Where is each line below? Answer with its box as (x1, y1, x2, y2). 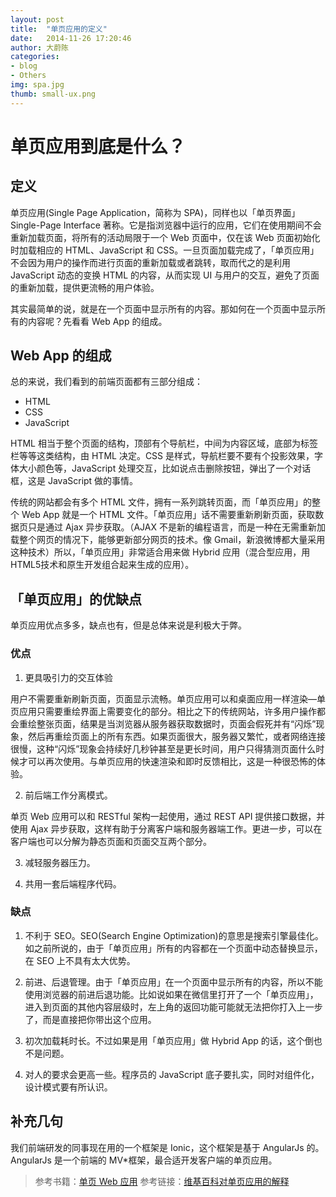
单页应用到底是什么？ (10, 135, 187, 158)
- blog (10, 61, 38, 71)
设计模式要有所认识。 (24, 1081, 113, 1093)
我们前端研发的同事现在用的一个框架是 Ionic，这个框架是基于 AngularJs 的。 (10, 1141, 325, 1153)
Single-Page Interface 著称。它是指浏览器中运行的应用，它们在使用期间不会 (10, 219, 322, 231)
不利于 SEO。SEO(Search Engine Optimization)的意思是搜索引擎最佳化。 (24, 929, 324, 941)
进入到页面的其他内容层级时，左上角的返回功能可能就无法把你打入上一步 (24, 1001, 323, 1013)
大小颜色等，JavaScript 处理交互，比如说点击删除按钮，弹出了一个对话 (18, 462, 312, 475)
